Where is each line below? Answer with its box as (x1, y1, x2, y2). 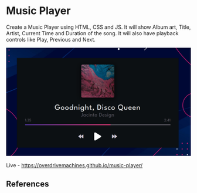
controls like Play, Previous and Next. (6, 36, 96, 43)
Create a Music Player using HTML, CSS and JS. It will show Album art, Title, (6, 23, 191, 31)
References (6, 179, 49, 189)
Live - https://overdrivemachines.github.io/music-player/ (6, 162, 143, 169)
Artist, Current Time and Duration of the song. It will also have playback (6, 29, 179, 36)
